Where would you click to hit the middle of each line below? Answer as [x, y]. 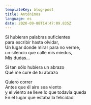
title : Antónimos [23, 14]
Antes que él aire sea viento [33, 87]
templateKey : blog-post [30, 10]
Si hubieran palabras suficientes [38, 37]
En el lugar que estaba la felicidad [39, 98]
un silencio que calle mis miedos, [39, 53]
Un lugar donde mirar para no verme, [43, 47]
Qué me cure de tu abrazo [31, 73]
